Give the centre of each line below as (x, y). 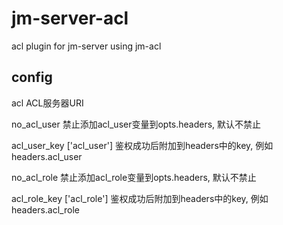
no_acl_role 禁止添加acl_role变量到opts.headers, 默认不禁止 (134, 177)
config (32, 77)
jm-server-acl (70, 18)
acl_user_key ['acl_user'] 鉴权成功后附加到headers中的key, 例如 (142, 145)
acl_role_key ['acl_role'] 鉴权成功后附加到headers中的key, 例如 (140, 198)
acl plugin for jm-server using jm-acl (86, 46)
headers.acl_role (45, 209)
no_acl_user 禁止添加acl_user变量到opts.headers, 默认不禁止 (136, 124)
